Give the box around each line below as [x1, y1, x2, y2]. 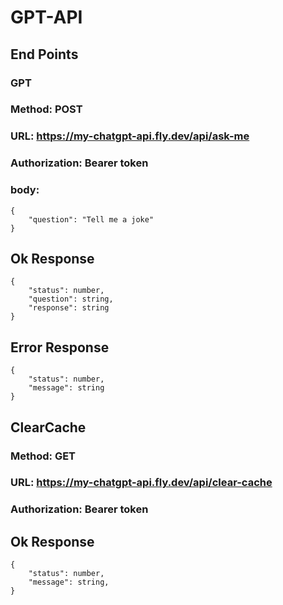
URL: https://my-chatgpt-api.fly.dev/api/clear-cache [10, 476, 273, 490]
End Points [10, 46, 79, 63]
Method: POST [10, 102, 83, 116]
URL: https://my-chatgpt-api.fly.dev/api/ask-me [10, 129, 250, 143]
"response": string [28, 303, 110, 313]
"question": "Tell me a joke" [28, 214, 155, 225]
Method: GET [10, 449, 77, 463]
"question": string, [28, 294, 114, 305]
